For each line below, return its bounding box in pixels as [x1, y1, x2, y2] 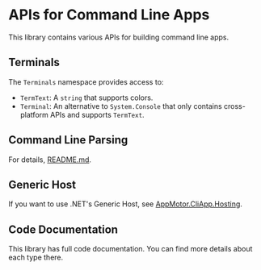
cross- [223, 101, 246, 110]
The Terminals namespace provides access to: [8, 77, 164, 86]
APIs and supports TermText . [49, 110, 145, 119]
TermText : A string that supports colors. [19, 93, 154, 102]
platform [19, 110, 48, 119]
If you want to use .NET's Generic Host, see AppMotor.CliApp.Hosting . [8, 199, 242, 209]
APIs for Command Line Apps [8, 6, 210, 24]
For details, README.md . [8, 155, 91, 164]
